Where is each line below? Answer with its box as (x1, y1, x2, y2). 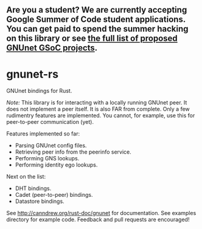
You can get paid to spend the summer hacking (6, 24, 189, 34)
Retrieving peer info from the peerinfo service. (15, 148, 132, 156)
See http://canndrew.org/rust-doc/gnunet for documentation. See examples (6, 210, 197, 217)
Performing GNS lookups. (15, 155, 80, 162)
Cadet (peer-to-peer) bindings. (15, 191, 93, 199)
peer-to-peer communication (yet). (6, 118, 94, 126)
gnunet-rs (6, 67, 59, 81)
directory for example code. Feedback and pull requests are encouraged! (6, 216, 190, 224)
